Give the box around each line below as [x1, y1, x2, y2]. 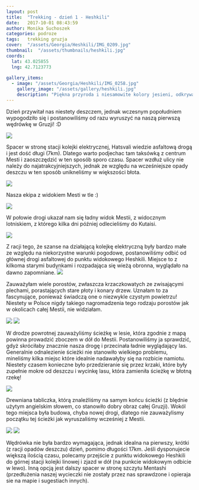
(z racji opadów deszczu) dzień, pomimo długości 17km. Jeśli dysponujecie [6, 445, 190, 453]
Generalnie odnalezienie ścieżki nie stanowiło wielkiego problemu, [6, 348, 168, 356]
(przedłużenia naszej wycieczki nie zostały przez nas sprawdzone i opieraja [6, 470, 191, 478]
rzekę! [6, 373, 22, 381]
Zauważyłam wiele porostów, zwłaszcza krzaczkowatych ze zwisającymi [6, 280, 184, 287]
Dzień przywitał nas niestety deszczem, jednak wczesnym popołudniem [6, 108, 182, 115]
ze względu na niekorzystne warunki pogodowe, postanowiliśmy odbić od [6, 249, 187, 256]
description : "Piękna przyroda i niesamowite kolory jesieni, [17, 92, 174, 98]
